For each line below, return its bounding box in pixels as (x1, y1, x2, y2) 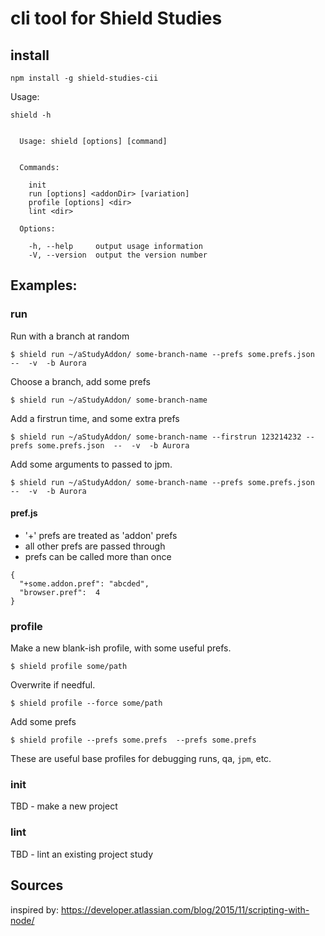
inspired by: (10, 903, 59, 916)
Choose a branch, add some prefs (10, 375, 151, 387)
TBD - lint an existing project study (10, 848, 154, 860)
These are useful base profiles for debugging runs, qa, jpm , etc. (10, 753, 272, 765)
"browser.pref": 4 (19, 587, 101, 597)
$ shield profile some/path (10, 662, 128, 672)
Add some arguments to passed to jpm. (10, 458, 173, 470)
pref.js (10, 507, 38, 519)
